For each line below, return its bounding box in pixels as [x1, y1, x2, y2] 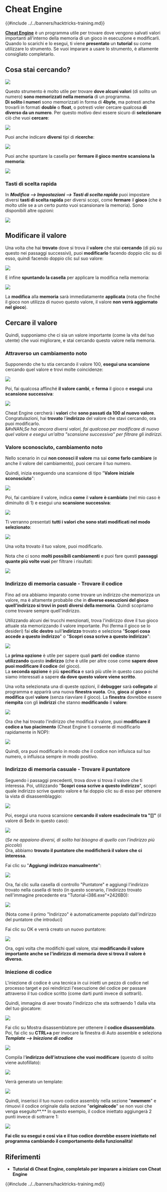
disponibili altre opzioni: [5, 208, 54, 214]
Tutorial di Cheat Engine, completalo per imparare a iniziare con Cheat [12, 1165, 161, 1172]
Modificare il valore [5, 231, 66, 240]
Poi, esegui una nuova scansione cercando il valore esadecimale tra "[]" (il [5, 812, 161, 818]
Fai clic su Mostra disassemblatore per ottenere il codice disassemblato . [5, 1025, 156, 1031]
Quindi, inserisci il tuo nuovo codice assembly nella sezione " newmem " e [5, 1098, 156, 1104]
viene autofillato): [5, 1060, 41, 1066]
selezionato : [5, 524, 31, 530]
